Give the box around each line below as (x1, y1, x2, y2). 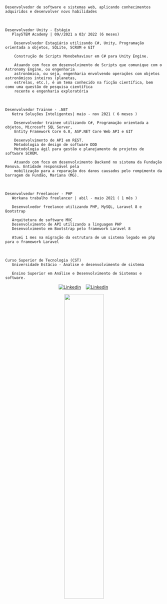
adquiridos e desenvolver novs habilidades (5, 9, 97, 14)
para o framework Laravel (5, 239, 59, 244)
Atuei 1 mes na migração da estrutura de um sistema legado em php (11, 235, 155, 240)
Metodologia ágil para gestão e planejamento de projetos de (14, 146, 144, 151)
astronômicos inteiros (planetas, (5, 75, 77, 80)
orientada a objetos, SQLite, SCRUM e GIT (5, 45, 95, 50)
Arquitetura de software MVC (11, 217, 72, 222)
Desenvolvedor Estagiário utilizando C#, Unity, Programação (14, 40, 144, 45)
